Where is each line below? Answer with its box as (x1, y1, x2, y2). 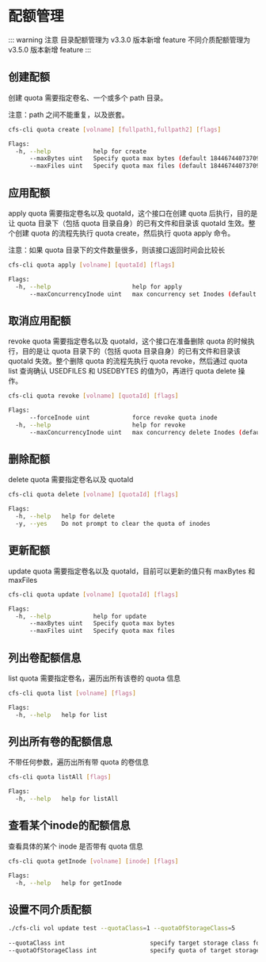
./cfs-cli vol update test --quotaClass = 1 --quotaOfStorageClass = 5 (8, 925, 236, 933)
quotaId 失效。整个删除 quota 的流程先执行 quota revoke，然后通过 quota (8, 356, 248, 366)
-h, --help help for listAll (15, 795, 119, 803)
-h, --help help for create (15, 148, 147, 155)
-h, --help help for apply (15, 282, 182, 290)
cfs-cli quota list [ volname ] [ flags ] (8, 689, 136, 697)
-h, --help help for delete (15, 512, 115, 520)
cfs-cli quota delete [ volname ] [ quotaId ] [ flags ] (8, 491, 179, 499)
